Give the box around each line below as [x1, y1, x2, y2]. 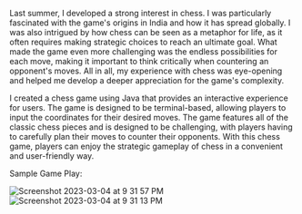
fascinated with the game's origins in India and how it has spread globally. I [9, 17, 291, 28]
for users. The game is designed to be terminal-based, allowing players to [9, 102, 287, 112]
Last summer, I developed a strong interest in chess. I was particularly [9, 8, 272, 18]
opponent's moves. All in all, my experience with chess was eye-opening [9, 65, 283, 76]
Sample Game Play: [9, 168, 83, 179]
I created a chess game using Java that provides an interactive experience [9, 92, 288, 103]
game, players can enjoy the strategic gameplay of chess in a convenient [9, 141, 284, 151]
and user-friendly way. [9, 151, 95, 161]
